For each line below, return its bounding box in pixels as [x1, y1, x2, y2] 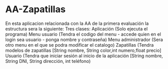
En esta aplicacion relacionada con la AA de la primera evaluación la [5, 20, 149, 26]
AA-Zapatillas [5, 4, 66, 15]
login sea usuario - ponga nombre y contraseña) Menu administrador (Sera [5, 37, 163, 43]
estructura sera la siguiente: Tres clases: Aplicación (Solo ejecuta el [5, 25, 148, 31]
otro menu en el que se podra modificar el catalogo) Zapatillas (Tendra [5, 42, 154, 48]
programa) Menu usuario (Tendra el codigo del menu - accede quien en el [5, 31, 161, 37]
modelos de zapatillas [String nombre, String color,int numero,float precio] [5, 47, 162, 53]
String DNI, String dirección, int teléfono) [5, 58, 91, 64]
